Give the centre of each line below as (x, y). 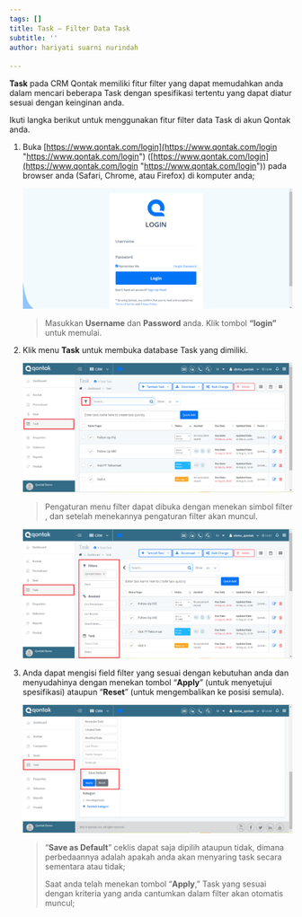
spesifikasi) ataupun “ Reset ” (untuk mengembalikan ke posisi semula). (153, 692)
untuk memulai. (73, 333)
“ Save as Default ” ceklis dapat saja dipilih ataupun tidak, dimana (164, 848)
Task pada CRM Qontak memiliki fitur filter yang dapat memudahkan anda (147, 84)
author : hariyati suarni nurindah (74, 48)
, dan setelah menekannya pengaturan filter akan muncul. (151, 516)
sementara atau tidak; (85, 867)
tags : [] (26, 19)
